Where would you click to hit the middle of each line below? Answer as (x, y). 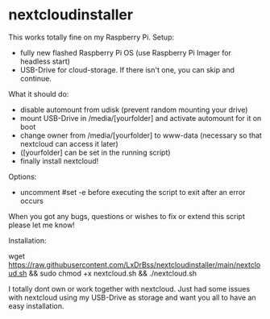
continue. (36, 78)
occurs (32, 201)
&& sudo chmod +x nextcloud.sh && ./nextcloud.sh (113, 273)
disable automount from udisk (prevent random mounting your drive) (134, 110)
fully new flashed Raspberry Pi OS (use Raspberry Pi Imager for (126, 52)
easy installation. (36, 306)
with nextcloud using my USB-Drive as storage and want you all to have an (132, 297)
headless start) (45, 61)
